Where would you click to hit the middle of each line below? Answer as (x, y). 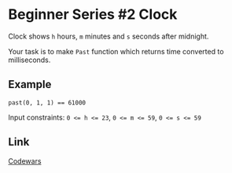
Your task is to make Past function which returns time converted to (116, 51)
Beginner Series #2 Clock (93, 15)
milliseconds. (29, 60)
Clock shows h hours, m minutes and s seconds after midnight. (109, 36)
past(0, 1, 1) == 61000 (47, 103)
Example (30, 85)
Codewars (25, 161)
